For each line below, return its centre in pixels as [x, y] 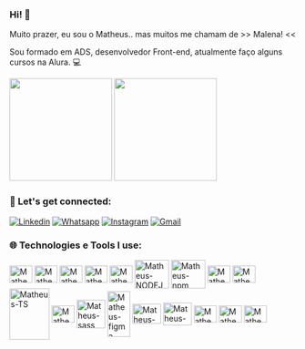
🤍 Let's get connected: [61, 201]
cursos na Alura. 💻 [46, 62]
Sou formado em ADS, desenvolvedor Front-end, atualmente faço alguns [146, 52]
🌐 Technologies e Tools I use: [76, 245]
